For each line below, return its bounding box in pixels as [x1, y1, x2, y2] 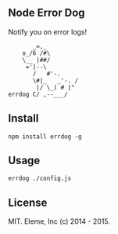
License [8, 196, 48, 209]
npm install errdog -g [8, 133, 82, 141]
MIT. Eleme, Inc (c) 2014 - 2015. [8, 217, 111, 226]
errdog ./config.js [8, 174, 72, 183]
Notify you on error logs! [8, 27, 88, 36]
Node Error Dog [8, 6, 85, 20]
